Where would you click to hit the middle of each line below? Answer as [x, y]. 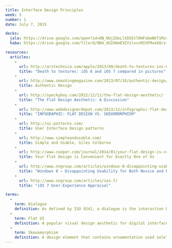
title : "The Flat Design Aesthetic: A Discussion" [74, 100]
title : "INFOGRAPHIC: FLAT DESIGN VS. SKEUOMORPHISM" [78, 114]
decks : [12, 34]
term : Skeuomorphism [36, 233]
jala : [16, 38]
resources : [17, 52]
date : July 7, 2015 [26, 24]
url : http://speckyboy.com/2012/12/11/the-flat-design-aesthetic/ [91, 95]
